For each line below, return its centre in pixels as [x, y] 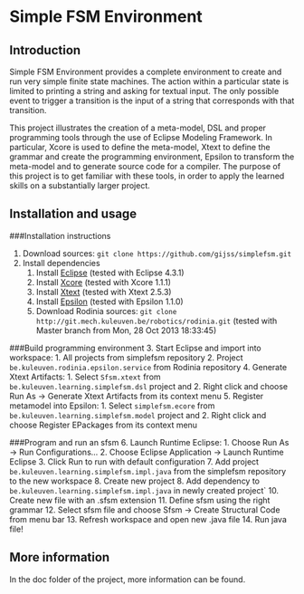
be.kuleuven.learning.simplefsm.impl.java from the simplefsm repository [148, 471]
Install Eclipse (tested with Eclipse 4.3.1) [110, 273]
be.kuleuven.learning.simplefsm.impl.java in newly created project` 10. [144, 490]
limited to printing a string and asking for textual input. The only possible [144, 91]
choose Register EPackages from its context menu [103, 425]
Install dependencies [62, 263]
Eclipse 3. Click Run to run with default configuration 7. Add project [134, 461]
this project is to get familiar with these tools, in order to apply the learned [147, 176]
